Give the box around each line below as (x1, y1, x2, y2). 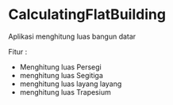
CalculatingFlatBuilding (8, 6, 167, 24)
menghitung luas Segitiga (19, 70, 103, 80)
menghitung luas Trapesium (19, 87, 111, 96)
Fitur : (8, 47, 28, 56)
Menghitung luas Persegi (19, 62, 102, 72)
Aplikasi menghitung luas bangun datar (8, 32, 136, 41)
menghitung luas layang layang (19, 79, 122, 88)
